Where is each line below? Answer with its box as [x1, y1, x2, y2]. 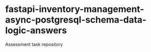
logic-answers [5, 25, 67, 36]
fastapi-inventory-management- [5, 3, 144, 15]
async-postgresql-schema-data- [5, 14, 147, 25]
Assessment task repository [5, 41, 63, 47]
